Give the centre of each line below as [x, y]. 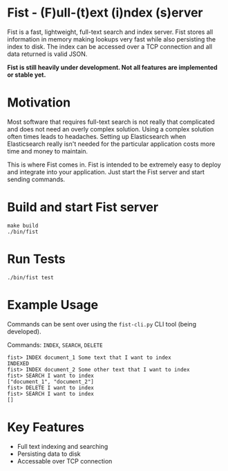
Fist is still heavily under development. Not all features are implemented [112, 67]
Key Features [46, 427]
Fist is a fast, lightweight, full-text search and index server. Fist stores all [110, 32]
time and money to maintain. [48, 151]
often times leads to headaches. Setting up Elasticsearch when [97, 136]
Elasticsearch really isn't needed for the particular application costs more [111, 144]
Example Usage [53, 305]
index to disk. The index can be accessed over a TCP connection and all [110, 46]
